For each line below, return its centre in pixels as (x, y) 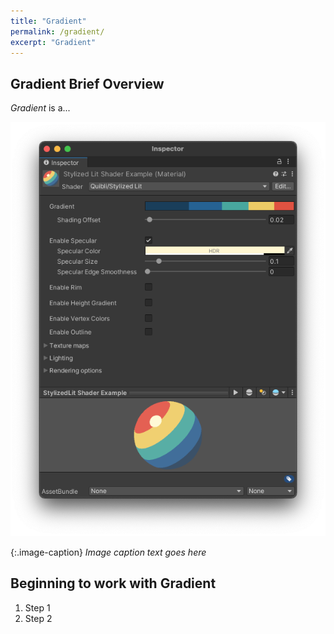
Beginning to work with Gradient (113, 583)
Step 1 (37, 607)
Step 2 (38, 618)
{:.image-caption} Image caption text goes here (108, 552)
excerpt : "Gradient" (53, 42)
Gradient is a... (40, 108)
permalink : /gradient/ (57, 31)
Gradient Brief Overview (87, 83)
